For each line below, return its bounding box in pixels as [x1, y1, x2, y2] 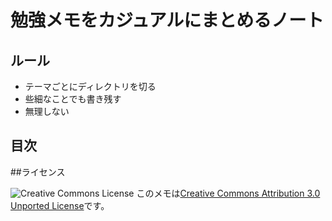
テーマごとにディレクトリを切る [24, 81, 157, 92]
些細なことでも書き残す [24, 93, 122, 105]
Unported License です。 [10, 199, 110, 211]
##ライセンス [10, 166, 66, 178]
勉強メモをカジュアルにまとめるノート [10, 9, 325, 32]
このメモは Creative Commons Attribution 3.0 [136, 187, 321, 199]
